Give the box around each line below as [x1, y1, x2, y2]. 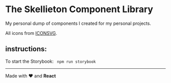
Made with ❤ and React [5, 72, 56, 79]
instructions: [5, 45, 47, 54]
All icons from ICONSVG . [5, 30, 58, 36]
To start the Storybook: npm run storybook [5, 58, 96, 64]
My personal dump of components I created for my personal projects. [5, 20, 151, 26]
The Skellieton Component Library [5, 4, 154, 15]
